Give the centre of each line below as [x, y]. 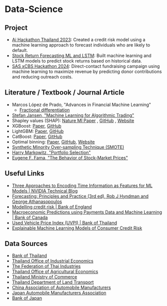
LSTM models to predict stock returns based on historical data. [77, 61]
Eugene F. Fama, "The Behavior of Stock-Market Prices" [70, 157]
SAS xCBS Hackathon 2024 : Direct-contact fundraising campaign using [86, 66]
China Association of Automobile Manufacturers [61, 287]
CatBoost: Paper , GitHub [37, 136]
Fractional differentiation [44, 110]
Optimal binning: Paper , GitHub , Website [53, 141]
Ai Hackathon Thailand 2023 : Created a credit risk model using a [78, 39]
